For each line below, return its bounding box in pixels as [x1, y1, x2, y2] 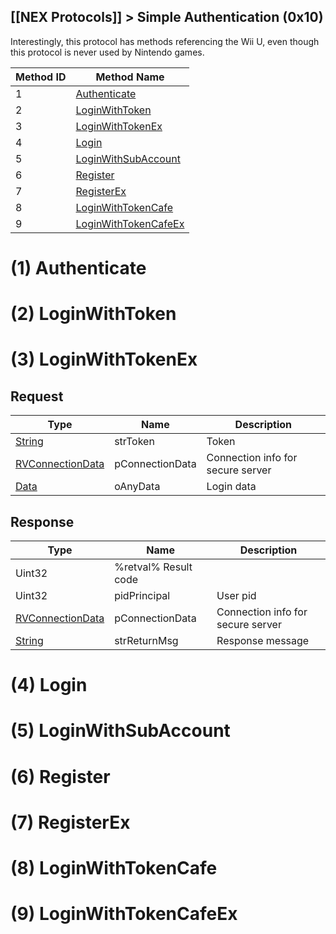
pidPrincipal [114, 589, 171, 602]
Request [10, 388, 64, 405]
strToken [114, 435, 155, 449]
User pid [216, 589, 257, 602]
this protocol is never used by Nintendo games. [10, 46, 205, 58]
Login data [206, 480, 257, 494]
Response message [216, 634, 310, 647]
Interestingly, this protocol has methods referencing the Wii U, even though [10, 35, 320, 47]
